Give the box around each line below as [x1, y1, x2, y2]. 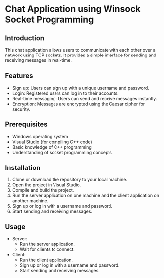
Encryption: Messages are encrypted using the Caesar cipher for [12, 101, 145, 107]
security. [12, 106, 31, 112]
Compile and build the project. [12, 187, 74, 193]
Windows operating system [12, 133, 68, 139]
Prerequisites [5, 120, 48, 129]
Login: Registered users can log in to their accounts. [12, 90, 119, 96]
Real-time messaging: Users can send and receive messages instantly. [12, 95, 157, 101]
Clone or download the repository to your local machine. [12, 177, 128, 183]
